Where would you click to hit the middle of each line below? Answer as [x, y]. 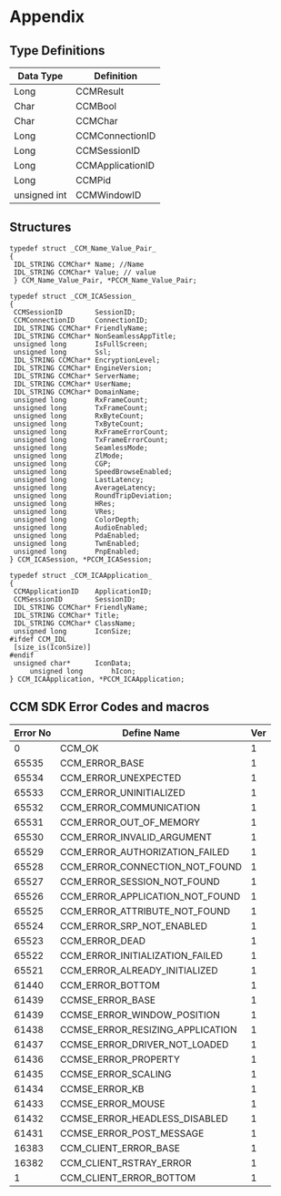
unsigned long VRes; [65, 511]
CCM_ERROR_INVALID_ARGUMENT [136, 837]
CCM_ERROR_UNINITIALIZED [123, 792]
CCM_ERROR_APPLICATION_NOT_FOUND [151, 896]
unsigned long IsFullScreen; [80, 344]
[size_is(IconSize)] [52, 647]
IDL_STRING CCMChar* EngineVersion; [83, 368]
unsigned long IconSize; [72, 631]
